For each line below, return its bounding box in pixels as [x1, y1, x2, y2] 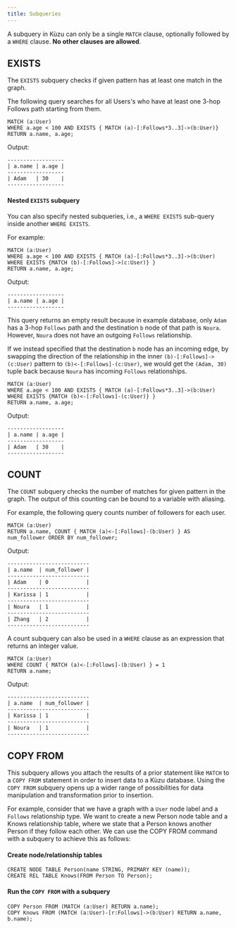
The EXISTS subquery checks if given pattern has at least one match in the [7, 76, 223, 85]
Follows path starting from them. [7, 105, 102, 113]
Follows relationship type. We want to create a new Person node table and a [7, 812, 228, 821]
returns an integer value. [7, 642, 79, 650]
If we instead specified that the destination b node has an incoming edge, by [7, 344, 229, 353]
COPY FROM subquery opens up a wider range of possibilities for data [7, 783, 204, 792]
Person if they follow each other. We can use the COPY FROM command [7, 827, 218, 835]
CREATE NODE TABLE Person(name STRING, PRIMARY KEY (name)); [7, 866, 191, 873]
